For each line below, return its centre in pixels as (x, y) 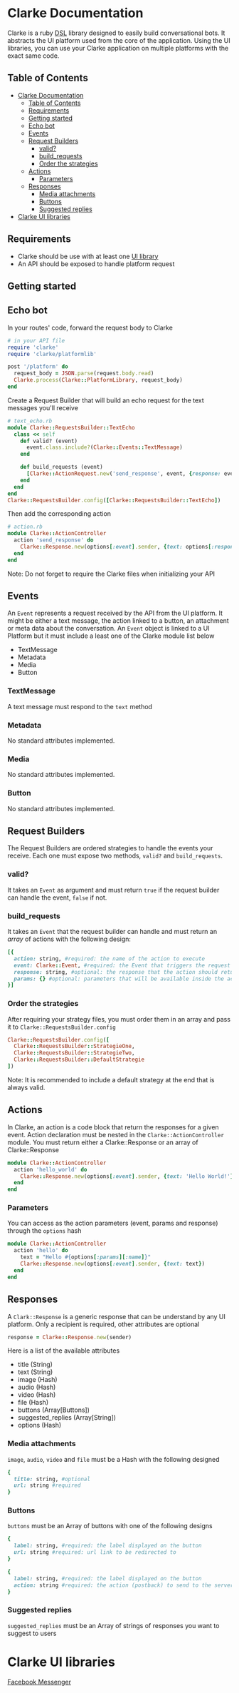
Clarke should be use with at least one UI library (88, 256)
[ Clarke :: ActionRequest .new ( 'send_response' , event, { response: (123, 474)
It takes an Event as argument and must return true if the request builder (113, 890)
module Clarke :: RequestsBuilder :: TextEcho (71, 427)
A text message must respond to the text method (80, 706)
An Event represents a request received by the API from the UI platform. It (115, 613)
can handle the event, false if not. (57, 898)
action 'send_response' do (54, 540)
